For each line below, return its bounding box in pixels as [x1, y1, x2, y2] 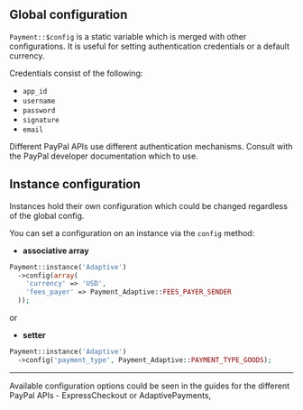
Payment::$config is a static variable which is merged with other [9, 31, 247, 41]
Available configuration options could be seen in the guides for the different [9, 380, 290, 391]
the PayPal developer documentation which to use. [9, 150, 198, 161]
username [22, 96, 56, 105]
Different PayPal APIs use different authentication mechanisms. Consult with [9, 141, 293, 151]
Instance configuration [9, 177, 142, 192]
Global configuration [9, 7, 128, 23]
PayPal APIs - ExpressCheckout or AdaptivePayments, [9, 389, 212, 400]
